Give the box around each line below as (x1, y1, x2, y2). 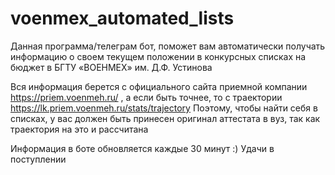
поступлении (10, 153, 67, 165)
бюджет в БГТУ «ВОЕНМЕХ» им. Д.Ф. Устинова (10, 61, 213, 73)
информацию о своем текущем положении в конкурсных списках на (10, 50, 307, 62)
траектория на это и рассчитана (10, 123, 149, 135)
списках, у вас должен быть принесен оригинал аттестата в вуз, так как (10, 112, 321, 124)
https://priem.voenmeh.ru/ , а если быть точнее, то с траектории (10, 91, 283, 103)
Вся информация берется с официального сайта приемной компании (10, 80, 308, 92)
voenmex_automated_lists (10, 7, 235, 30)
